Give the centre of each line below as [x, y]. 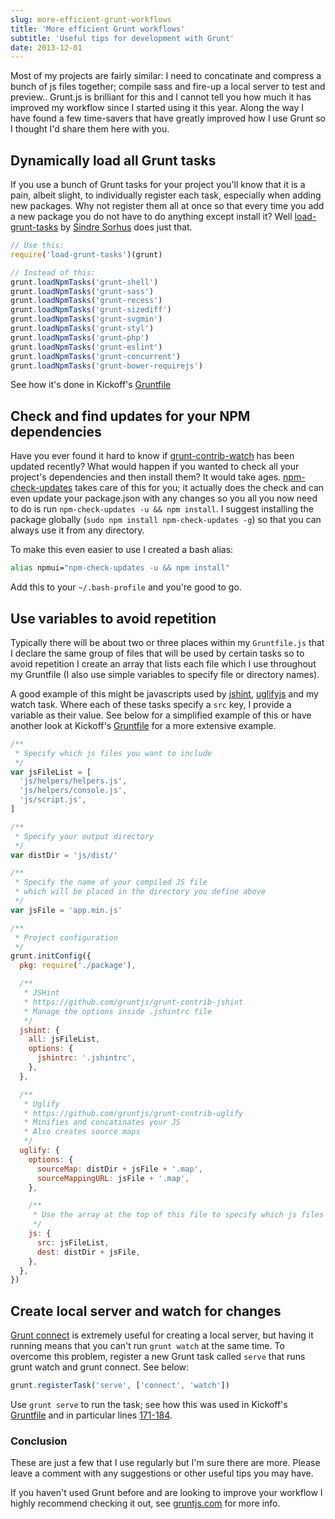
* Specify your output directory [84, 836]
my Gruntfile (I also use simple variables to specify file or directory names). [165, 674]
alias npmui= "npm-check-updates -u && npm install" [120, 568]
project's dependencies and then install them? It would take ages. [146, 477]
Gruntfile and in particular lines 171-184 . [91, 1415]
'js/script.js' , [53, 800]
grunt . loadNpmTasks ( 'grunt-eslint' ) [86, 347]
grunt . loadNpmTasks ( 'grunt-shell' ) [84, 282]
